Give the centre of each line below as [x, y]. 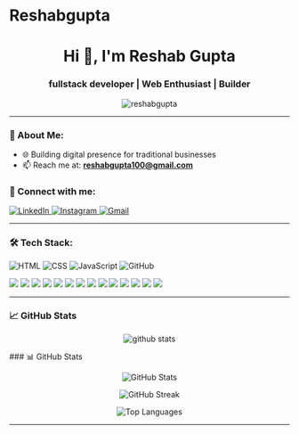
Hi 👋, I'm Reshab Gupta [149, 57]
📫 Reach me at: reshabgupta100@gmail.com [107, 165]
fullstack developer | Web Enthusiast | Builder [149, 84]
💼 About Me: [36, 135]
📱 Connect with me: [53, 191]
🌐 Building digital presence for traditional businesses [119, 154]
